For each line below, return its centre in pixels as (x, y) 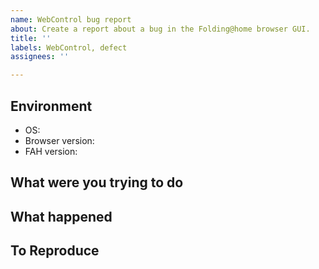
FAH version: (51, 151)
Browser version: (59, 140)
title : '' (31, 38)
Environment (51, 106)
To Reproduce (55, 251)
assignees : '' (40, 57)
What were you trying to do (97, 182)
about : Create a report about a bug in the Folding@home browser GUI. (160, 29)
